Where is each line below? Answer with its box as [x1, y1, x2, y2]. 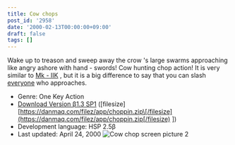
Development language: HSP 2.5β [17, 122, 116, 131]
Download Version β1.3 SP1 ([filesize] [17, 100, 126, 108]
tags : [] [7, 37, 33, 44]
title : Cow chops [7, 10, 59, 18]
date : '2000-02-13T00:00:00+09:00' [7, 23, 112, 30]
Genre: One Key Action [17, 93, 85, 101]
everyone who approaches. [7, 79, 87, 87]
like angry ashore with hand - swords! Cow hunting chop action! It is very [7, 64, 220, 72]
